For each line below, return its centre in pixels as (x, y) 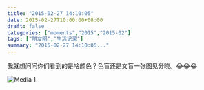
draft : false (26, 26)
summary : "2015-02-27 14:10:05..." (58, 45)
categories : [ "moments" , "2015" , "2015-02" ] (69, 33)
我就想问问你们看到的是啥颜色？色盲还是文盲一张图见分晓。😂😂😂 (102, 66)
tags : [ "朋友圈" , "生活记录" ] (45, 39)
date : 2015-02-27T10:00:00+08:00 (55, 20)
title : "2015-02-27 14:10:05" (51, 13)
